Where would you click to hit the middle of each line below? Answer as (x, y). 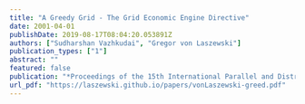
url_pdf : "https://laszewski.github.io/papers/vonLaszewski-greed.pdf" (148, 85)
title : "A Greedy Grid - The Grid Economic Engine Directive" (129, 18)
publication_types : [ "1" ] (58, 52)
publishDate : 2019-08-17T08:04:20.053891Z (91, 34)
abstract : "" (34, 60)
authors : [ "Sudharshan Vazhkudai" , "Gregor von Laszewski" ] (126, 43)
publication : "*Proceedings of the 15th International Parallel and (142, 77)
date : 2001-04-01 (42, 26)
